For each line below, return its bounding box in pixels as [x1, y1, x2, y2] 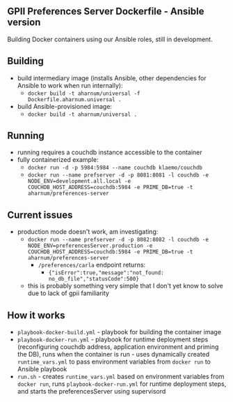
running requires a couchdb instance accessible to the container [17, 148, 203, 156]
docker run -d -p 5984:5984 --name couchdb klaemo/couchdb [27, 164, 203, 172]
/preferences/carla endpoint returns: [38, 261, 146, 269]
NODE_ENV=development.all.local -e [27, 178, 131, 185]
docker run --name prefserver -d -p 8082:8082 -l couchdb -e [27, 237, 209, 244]
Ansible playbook [17, 365, 67, 373]
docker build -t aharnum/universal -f [27, 90, 140, 97]
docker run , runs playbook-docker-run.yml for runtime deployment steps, [17, 380, 227, 388]
